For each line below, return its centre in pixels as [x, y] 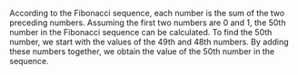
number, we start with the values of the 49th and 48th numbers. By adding [149, 42]
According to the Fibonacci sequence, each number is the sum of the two [147, 13]
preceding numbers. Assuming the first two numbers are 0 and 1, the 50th [148, 23]
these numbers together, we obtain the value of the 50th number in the [142, 52]
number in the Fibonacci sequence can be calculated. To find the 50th [141, 32]
